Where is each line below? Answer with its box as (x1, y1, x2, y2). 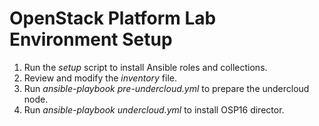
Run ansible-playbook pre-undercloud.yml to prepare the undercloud (23, 82, 310, 94)
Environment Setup (9, 28, 173, 51)
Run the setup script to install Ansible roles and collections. (23, 61, 268, 73)
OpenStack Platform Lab (9, 7, 217, 30)
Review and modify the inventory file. (23, 72, 178, 84)
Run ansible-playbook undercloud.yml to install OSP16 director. (23, 103, 285, 116)
